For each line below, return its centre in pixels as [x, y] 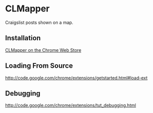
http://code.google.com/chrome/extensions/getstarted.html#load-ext [76, 78]
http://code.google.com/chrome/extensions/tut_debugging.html [71, 106]
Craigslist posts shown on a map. [39, 22]
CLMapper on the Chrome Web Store [43, 50]
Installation [23, 38]
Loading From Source [39, 66]
